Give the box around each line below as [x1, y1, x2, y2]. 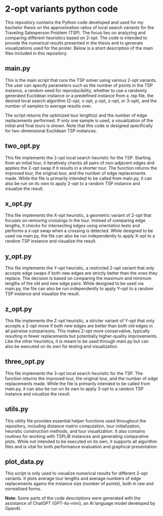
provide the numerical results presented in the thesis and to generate [5, 40, 143, 46]
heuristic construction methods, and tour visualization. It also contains [5, 428, 146, 434]
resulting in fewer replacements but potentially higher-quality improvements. [5, 333, 158, 339]
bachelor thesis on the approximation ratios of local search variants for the [5, 24, 154, 30]
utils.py [5, 405, 29, 413]
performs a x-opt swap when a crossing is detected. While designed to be [5, 228, 153, 234]
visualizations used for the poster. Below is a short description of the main [5, 45, 153, 51]
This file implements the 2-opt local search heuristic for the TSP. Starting [5, 155, 151, 160]
